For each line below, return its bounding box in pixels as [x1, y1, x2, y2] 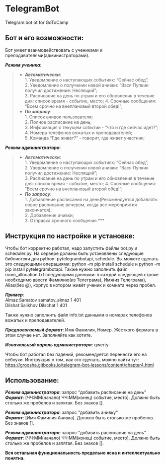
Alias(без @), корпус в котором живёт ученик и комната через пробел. [5, 282, 157, 288]
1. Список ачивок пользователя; [24, 114, 93, 120]
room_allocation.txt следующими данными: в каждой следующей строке [5, 271, 159, 277]
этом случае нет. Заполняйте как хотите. [5, 332, 92, 338]
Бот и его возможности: [5, 34, 84, 42]
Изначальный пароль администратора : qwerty [5, 341, 109, 348]
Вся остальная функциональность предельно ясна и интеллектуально [5, 450, 161, 456]
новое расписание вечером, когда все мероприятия [24, 202, 137, 208]
